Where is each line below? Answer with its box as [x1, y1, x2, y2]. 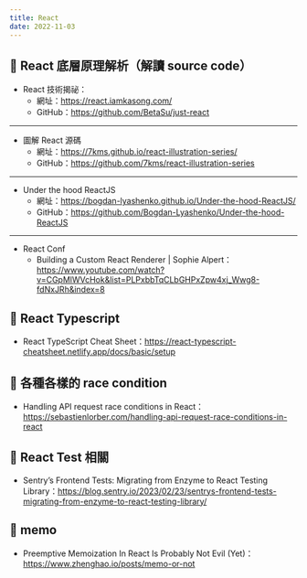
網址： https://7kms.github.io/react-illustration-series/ [36, 146, 238, 157]
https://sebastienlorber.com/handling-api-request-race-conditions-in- [22, 411, 288, 422]
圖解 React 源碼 [22, 134, 82, 146]
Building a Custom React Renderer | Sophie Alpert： [36, 254, 233, 265]
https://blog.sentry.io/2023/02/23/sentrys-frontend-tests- [58, 486, 277, 497]
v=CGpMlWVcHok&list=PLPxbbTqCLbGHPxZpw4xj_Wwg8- [36, 274, 260, 285]
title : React [9, 13, 59, 23]
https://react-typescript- [144, 336, 237, 348]
